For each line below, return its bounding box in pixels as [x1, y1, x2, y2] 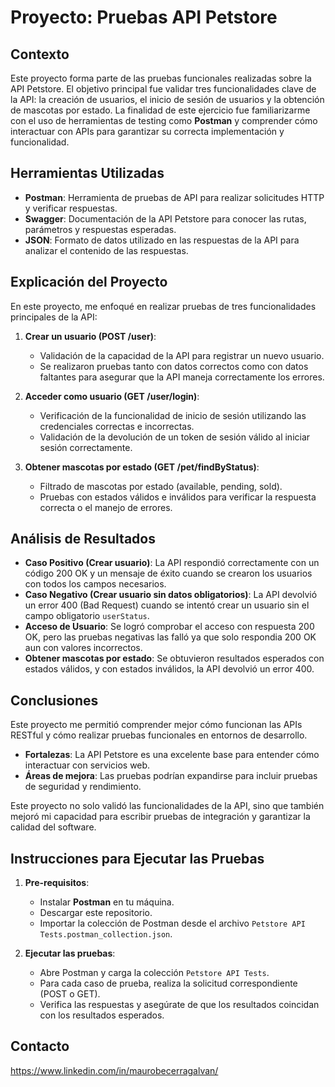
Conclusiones [10, 692, 99, 709]
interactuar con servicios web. [24, 759, 151, 771]
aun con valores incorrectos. [24, 642, 143, 654]
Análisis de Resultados [10, 531, 156, 548]
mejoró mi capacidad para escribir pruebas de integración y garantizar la [10, 811, 311, 823]
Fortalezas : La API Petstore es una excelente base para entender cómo [24, 749, 320, 761]
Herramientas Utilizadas [10, 165, 165, 182]
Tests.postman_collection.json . [39, 928, 173, 940]
